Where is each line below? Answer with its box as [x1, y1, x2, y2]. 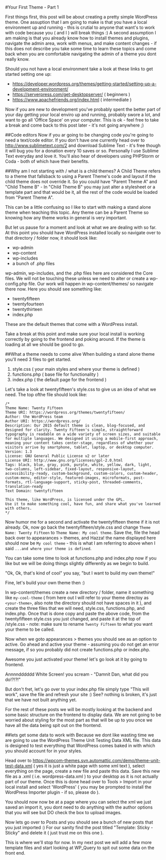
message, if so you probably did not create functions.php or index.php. [5, 647, 150, 652]
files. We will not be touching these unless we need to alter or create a [5, 276, 149, 281]
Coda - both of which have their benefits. [5, 158, 89, 164]
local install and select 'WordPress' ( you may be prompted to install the [5, 784, 152, 790]
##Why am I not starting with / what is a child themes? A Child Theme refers [5, 168, 161, 174]
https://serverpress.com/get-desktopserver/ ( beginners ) [12, 92, 130, 97]
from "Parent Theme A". [5, 194, 54, 200]
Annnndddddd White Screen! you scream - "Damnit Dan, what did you [5, 671, 149, 677]
